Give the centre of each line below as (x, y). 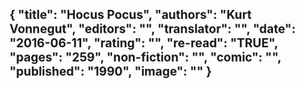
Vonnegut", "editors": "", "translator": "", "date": (152, 29)
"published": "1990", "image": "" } (111, 72)
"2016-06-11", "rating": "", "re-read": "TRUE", (144, 43)
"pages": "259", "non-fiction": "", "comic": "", (146, 58)
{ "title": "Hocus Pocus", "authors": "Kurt (131, 15)
